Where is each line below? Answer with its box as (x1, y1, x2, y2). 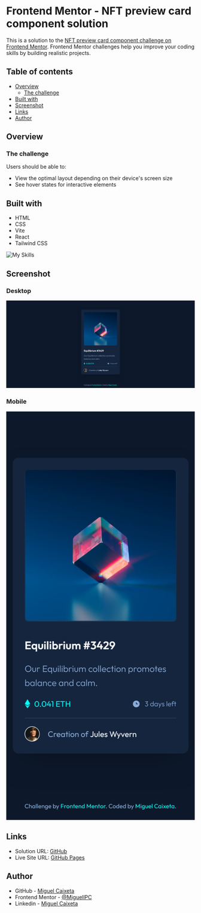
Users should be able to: (6, 163, 67, 170)
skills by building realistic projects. (6, 49, 91, 56)
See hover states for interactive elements (14, 181, 117, 188)
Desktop (6, 286, 32, 295)
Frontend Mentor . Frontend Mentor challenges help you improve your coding (6, 43, 195, 50)
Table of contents (6, 67, 73, 77)
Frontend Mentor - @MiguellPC (14, 893, 92, 900)
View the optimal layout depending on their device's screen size (14, 175, 173, 182)
